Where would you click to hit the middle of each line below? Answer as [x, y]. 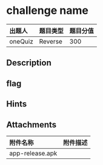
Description [29, 63]
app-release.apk [33, 153]
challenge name [48, 11]
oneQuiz [21, 41]
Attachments [32, 125]
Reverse [51, 41]
